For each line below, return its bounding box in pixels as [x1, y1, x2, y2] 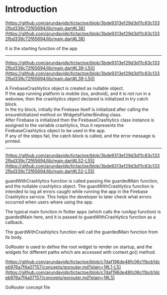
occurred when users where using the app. [5, 199, 93, 205]
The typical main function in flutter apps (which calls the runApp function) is [5, 208, 161, 214]
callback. [5, 219, 24, 225]
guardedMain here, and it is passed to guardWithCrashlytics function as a [5, 214, 156, 220]
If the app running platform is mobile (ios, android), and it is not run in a [5, 91, 151, 97]
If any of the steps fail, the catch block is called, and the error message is [5, 133, 156, 139]
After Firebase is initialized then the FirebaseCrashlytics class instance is [5, 117, 155, 123]
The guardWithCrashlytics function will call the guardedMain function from [5, 229, 158, 235]
